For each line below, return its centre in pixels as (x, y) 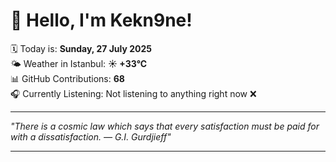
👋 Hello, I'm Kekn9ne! (101, 20)
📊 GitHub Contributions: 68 (67, 78)
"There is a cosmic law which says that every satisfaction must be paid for (165, 126)
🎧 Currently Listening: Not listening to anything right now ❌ (133, 93)
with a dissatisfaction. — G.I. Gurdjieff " (91, 136)
